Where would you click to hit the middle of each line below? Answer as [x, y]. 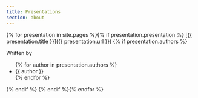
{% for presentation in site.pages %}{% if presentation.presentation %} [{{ [99, 34]
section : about [25, 18]
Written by [19, 53]
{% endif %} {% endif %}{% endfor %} [55, 89]
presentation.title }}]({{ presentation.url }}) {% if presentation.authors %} [97, 41]
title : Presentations [34, 12]
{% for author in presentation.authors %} [66, 65]
